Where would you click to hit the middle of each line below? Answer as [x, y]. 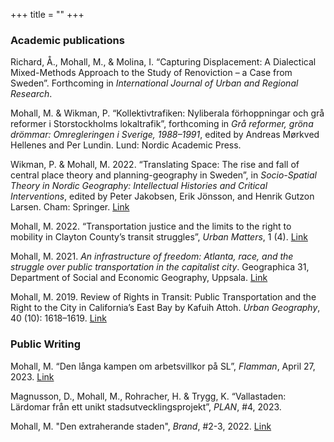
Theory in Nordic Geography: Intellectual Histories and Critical [139, 186]
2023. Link [32, 376]
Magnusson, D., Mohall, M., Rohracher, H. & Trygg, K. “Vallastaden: [148, 396]
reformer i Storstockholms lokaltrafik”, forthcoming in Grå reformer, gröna [162, 124]
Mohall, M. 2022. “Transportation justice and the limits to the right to [151, 226]
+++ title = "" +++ [47, 14]
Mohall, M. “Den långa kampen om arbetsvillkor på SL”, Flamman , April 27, [163, 366]
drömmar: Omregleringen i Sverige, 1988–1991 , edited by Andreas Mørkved [165, 135]
